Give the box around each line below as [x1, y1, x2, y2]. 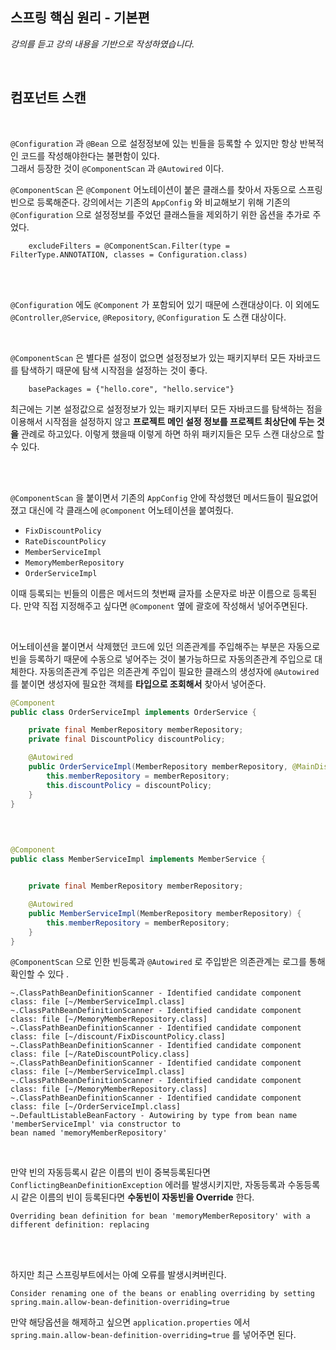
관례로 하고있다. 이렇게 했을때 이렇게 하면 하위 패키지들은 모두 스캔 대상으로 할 [20, 428, 325, 440]
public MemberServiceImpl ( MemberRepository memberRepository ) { [28, 908, 302, 918]
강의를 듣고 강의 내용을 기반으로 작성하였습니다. [10, 38, 195, 50]
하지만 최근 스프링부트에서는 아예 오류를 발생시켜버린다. [10, 1269, 227, 1281]
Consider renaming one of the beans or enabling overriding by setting [10, 1289, 315, 1299]
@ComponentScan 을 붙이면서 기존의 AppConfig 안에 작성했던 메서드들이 [10, 491, 284, 503]
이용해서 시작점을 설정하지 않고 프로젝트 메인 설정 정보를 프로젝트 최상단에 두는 [10, 415, 315, 427]
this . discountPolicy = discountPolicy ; [46, 780, 213, 790]
